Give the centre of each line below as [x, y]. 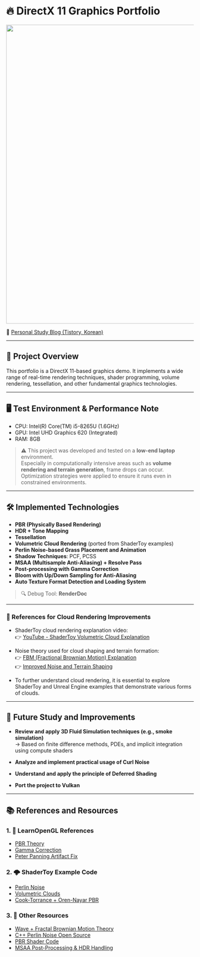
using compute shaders [44, 751]
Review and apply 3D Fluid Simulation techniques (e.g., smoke [93, 732]
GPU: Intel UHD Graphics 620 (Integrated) [66, 432]
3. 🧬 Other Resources [37, 916]
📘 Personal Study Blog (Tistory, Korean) [55, 332]
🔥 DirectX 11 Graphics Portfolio [83, 11]
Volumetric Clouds [37, 894]
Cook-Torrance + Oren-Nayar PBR [57, 900]
